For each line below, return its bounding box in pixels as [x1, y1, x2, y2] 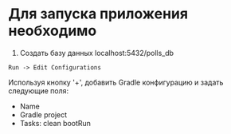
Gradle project [19, 109, 68, 120]
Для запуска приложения [8, 5, 189, 23]
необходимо [8, 22, 97, 40]
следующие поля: [8, 85, 69, 96]
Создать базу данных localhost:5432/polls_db [19, 48, 174, 57]
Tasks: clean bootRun [19, 118, 92, 128]
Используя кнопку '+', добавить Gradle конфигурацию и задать [8, 77, 224, 87]
